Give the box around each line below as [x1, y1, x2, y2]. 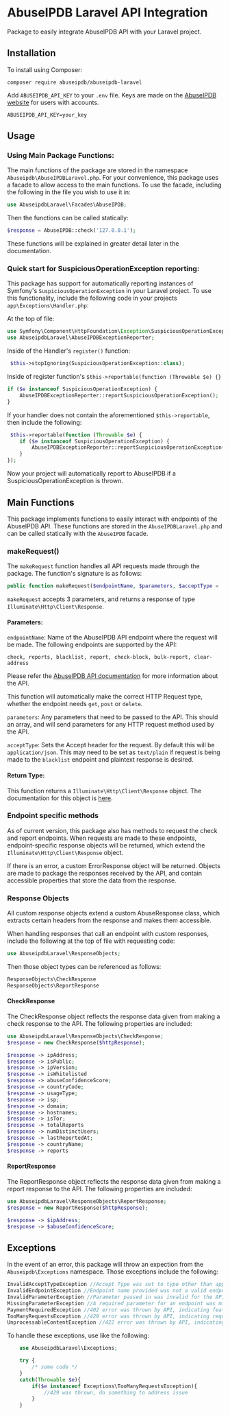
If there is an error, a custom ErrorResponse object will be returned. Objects [7, 861, 221, 869]
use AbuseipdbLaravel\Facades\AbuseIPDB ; [7, 201, 127, 209]
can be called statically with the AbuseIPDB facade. [7, 529, 149, 537]
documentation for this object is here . [7, 794, 113, 802]
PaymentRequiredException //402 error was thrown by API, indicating [7, 1306, 210, 1313]
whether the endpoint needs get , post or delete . [7, 700, 143, 708]
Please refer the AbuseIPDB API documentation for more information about [7, 672, 218, 680]
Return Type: [7, 771, 45, 780]
